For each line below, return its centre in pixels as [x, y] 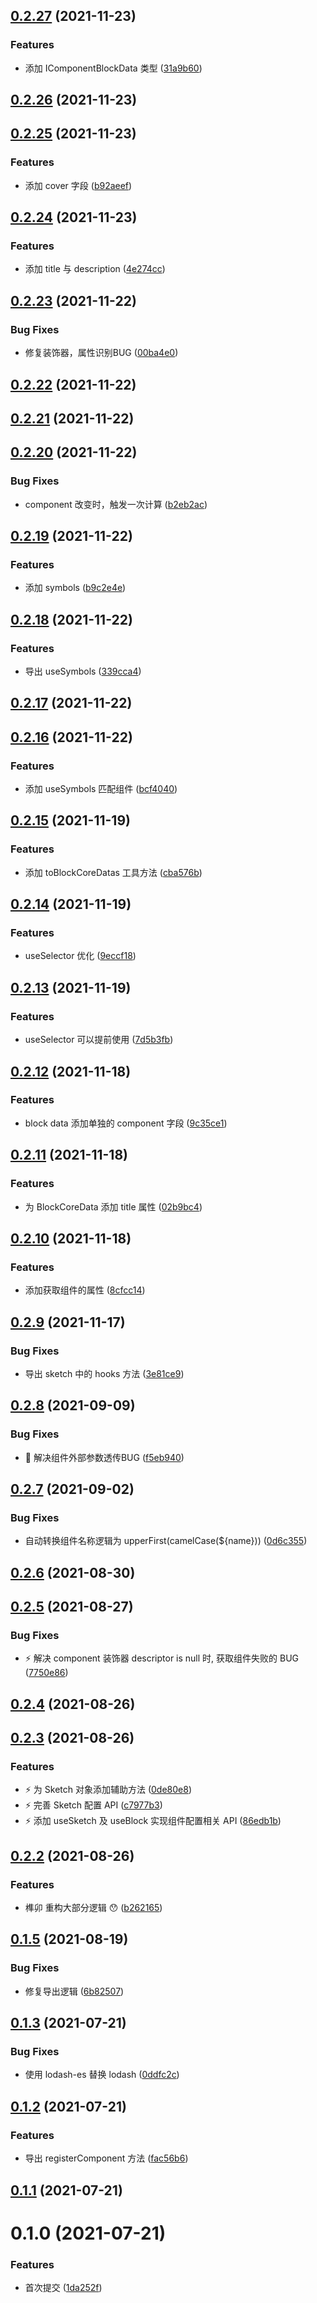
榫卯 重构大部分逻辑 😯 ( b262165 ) [93, 1908]
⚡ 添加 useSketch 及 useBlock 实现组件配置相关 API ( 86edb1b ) [153, 1821]
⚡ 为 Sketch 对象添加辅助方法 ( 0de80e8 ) [108, 1790]
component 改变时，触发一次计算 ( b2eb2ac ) [116, 504]
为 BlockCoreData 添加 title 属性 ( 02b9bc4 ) [113, 1206]
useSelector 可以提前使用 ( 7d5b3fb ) [99, 1040]
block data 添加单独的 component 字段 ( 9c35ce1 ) [126, 1123]
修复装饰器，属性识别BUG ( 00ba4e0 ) [101, 353]
